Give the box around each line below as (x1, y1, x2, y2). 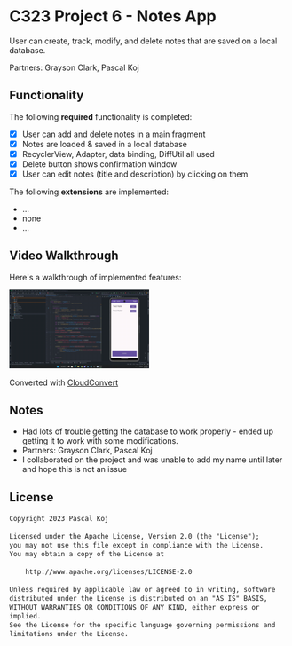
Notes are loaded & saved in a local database (21, 138, 188, 149)
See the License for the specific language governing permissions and (9, 621, 276, 630)
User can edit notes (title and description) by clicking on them (21, 169, 249, 179)
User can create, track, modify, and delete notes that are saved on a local (9, 35, 278, 46)
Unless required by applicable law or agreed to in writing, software (9, 586, 276, 595)
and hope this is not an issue (21, 464, 127, 475)
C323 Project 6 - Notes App (9, 6, 217, 27)
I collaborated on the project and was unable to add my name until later (21, 454, 283, 465)
